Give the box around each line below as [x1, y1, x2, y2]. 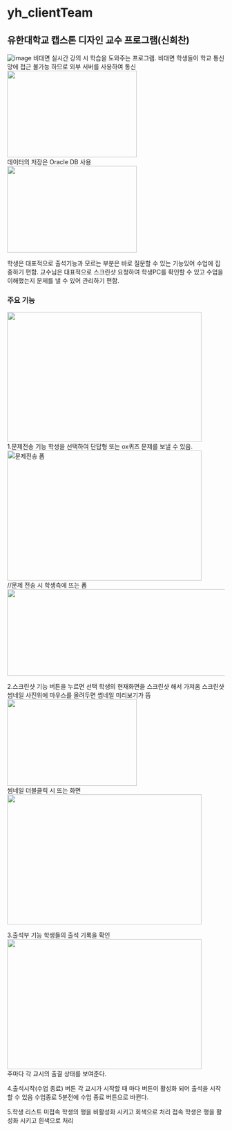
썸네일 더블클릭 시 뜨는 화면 [7, 787, 81, 795]
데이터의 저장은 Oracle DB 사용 [7, 158, 92, 166]
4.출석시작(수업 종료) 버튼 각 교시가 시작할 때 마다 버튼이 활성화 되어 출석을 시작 [7, 1085, 222, 1093]
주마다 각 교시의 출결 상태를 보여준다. [7, 1069, 107, 1078]
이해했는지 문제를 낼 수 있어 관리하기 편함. [7, 277, 119, 285]
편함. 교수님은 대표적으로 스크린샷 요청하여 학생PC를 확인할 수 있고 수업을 [25, 268, 224, 276]
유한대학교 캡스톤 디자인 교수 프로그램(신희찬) [7, 34, 190, 46]
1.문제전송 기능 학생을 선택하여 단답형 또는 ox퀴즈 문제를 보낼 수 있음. [7, 442, 193, 451]
